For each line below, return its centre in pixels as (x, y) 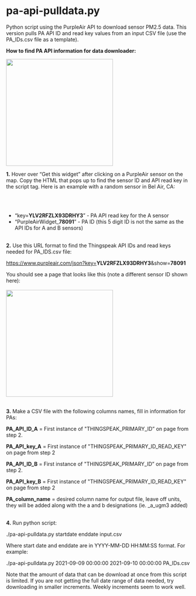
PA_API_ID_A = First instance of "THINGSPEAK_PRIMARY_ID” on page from (97, 429)
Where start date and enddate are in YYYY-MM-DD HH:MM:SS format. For (96, 545)
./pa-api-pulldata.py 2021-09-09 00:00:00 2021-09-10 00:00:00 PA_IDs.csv (98, 563)
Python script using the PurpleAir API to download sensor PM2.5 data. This (97, 27)
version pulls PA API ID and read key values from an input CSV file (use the (96, 33)
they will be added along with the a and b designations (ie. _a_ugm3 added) (97, 505)
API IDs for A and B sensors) (49, 228)
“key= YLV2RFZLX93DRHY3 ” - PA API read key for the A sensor (92, 215)
